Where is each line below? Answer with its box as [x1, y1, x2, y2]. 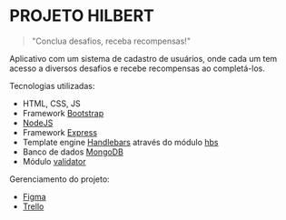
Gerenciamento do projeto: [9, 174, 111, 185]
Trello [22, 201, 44, 212]
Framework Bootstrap [22, 107, 104, 118]
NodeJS [22, 117, 54, 128]
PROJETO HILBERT [9, 5, 154, 26]
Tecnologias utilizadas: [9, 80, 95, 91]
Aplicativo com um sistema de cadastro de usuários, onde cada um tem [9, 53, 278, 64]
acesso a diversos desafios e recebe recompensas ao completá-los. [9, 63, 266, 74]
